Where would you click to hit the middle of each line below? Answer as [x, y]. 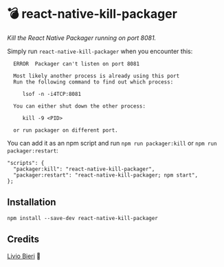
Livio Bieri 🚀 [24, 256]
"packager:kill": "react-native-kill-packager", [84, 169]
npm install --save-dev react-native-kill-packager [82, 218]
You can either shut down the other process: [80, 106]
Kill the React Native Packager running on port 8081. [82, 38]
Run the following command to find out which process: [93, 82]
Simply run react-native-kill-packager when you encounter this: [100, 51]
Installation [32, 202]
